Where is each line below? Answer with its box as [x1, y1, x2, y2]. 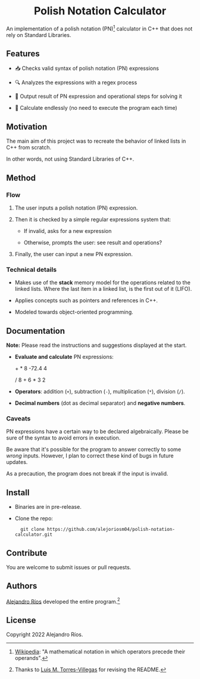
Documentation [6, 325, 65, 336]
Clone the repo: [14, 515, 54, 522]
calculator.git [14, 531, 53, 538]
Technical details [6, 265, 57, 274]
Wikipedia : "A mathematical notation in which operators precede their [14, 648, 186, 655]
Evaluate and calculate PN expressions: [14, 354, 114, 361]
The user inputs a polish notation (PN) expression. [14, 204, 138, 211]
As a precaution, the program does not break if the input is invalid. [6, 470, 168, 477]
